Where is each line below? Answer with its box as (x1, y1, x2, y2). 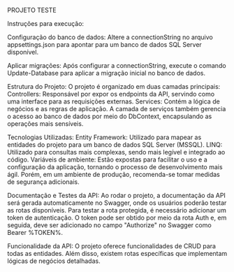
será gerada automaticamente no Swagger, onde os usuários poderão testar (7, 199, 227, 207)
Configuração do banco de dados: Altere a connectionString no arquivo (7, 33, 213, 41)
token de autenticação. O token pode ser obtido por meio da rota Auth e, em (7, 213, 227, 222)
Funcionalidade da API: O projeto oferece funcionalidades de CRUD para (7, 242, 217, 250)
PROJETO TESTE (7, 6, 57, 14)
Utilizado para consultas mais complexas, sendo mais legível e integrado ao (7, 148, 226, 156)
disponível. (7, 48, 39, 56)
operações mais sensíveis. (7, 120, 84, 128)
